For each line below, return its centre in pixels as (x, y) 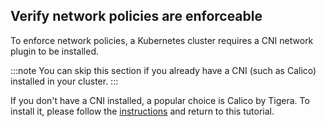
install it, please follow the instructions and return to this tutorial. (142, 111)
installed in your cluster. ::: (64, 81)
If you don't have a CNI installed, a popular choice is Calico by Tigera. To (160, 100)
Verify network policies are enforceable (136, 16)
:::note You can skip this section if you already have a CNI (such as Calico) (163, 70)
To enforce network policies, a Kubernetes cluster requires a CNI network (162, 40)
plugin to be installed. (54, 51)
